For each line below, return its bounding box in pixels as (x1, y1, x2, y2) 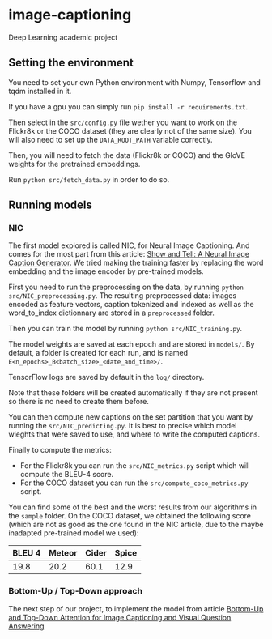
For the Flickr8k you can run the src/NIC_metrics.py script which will (19, 461, 250, 471)
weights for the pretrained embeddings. (8, 159, 141, 168)
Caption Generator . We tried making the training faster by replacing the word (8, 258, 264, 268)
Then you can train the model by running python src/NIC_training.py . (8, 324, 243, 334)
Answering (8, 621, 45, 631)
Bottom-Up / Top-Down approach (8, 586, 143, 597)
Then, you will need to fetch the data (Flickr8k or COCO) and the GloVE (8, 150, 245, 160)
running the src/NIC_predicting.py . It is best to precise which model (8, 421, 237, 431)
